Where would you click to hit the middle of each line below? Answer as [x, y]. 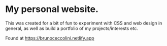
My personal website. [52, 9]
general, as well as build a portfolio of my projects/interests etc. [72, 28]
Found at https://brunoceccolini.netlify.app [50, 38]
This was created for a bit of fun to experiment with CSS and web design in [84, 23]
